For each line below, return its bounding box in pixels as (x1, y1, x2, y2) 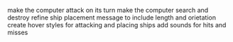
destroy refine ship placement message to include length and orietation (7, 13, 217, 22)
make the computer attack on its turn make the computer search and (7, 6, 209, 14)
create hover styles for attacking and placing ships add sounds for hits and (7, 21, 227, 29)
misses (7, 28, 28, 36)
